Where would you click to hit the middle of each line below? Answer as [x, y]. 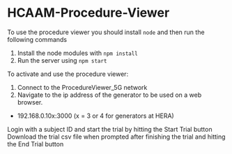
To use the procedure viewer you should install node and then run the [106, 32]
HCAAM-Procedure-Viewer [88, 13]
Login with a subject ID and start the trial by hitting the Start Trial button [110, 129]
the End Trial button [36, 144]
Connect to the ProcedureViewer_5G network [82, 87]
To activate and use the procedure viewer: [68, 74]
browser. [30, 102]
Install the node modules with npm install [77, 53]
